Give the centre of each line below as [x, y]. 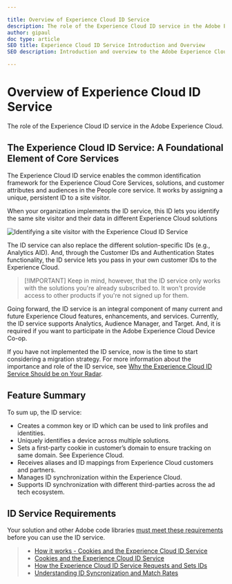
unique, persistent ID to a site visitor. [59, 197]
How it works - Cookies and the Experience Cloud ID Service [121, 551]
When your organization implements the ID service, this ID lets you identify [113, 211]
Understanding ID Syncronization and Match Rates [106, 573]
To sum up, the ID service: [45, 412]
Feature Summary [47, 396]
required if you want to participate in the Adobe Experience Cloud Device [111, 330]
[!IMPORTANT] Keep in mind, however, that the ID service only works [122, 281]
